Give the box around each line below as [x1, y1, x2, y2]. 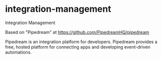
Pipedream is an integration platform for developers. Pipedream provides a [5, 38, 158, 45]
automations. [5, 49, 32, 55]
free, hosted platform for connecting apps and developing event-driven [5, 44, 151, 50]
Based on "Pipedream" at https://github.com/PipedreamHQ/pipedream [5, 29, 150, 35]
